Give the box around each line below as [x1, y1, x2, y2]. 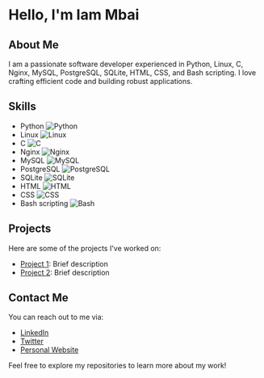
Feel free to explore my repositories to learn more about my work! [8, 361, 227, 371]
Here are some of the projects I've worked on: [8, 243, 161, 253]
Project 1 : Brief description [19, 258, 109, 268]
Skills [8, 99, 36, 114]
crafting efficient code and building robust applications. [8, 77, 193, 86]
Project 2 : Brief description [19, 267, 111, 277]
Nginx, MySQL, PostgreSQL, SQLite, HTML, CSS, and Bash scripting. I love [8, 68, 257, 78]
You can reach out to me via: [8, 313, 104, 322]
